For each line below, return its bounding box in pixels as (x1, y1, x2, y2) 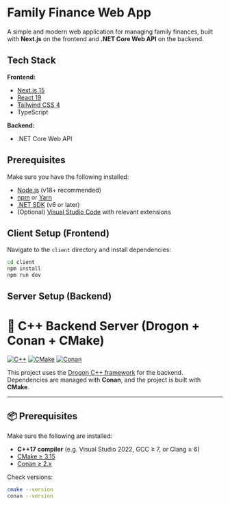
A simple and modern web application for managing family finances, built (7, 27, 214, 36)
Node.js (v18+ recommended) (16, 186, 101, 194)
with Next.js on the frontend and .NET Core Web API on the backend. (7, 34, 204, 42)
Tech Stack (7, 55, 56, 66)
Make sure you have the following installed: (7, 173, 129, 181)
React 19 (16, 93, 42, 101)
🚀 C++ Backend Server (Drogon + (7, 318, 201, 334)
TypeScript (16, 108, 49, 116)
